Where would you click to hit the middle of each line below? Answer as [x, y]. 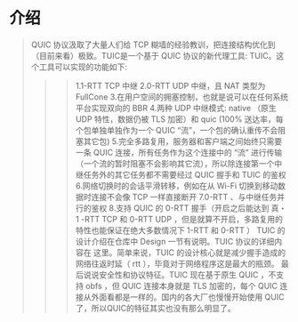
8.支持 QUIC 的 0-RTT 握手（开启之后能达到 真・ [198, 208]
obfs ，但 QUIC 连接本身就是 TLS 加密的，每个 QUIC [182, 286]
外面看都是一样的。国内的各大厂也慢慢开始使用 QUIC [188, 297]
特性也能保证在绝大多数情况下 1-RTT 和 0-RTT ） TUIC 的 [181, 230]
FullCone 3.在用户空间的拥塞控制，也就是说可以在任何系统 [182, 97]
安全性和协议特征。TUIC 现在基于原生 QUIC [179, 274]
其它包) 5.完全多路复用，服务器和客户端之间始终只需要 [183, 141]
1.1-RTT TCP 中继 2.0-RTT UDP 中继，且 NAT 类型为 [170, 85]
